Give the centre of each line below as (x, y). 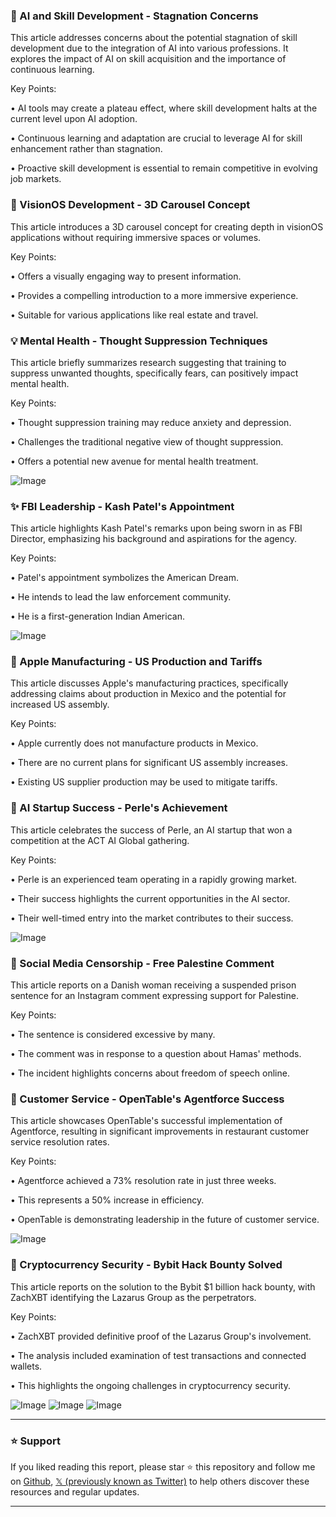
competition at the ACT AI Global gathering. (100, 840)
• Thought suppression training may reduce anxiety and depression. (151, 422)
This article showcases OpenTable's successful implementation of (146, 1121)
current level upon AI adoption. (74, 119)
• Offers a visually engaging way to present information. (126, 276)
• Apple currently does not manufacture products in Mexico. (134, 743)
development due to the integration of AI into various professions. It (149, 48)
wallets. (26, 1366)
